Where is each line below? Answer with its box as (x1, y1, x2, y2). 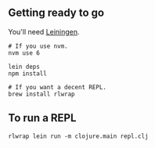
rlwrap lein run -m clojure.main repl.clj (8, 132, 149, 140)
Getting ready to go (8, 6, 104, 20)
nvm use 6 (8, 49, 41, 57)
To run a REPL (8, 111, 77, 125)
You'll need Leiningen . (8, 27, 80, 36)
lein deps (8, 63, 41, 70)
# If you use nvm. (8, 42, 68, 50)
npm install (8, 70, 47, 78)
